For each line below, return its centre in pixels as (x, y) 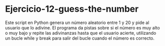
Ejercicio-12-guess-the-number (72, 9)
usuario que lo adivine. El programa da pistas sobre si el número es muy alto (82, 27)
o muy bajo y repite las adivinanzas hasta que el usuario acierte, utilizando (81, 33)
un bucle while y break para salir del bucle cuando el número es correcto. (80, 38)
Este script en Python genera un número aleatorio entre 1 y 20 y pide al (77, 23)
